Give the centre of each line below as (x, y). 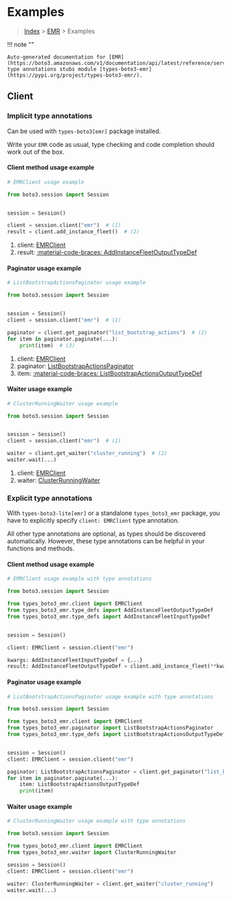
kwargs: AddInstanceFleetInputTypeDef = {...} (75, 660)
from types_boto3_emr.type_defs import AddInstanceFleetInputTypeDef (109, 617)
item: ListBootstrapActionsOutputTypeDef (79, 784)
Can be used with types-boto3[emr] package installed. (84, 131)
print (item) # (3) (47, 346)
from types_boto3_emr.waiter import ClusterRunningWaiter (92, 852)
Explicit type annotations (50, 498)
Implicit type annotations (50, 116)
